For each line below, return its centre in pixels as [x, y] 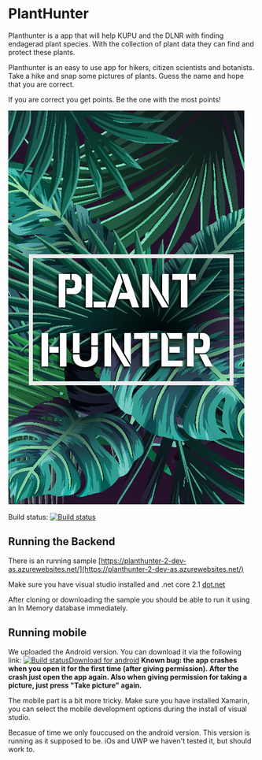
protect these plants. [42, 52]
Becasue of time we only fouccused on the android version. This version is [129, 732]
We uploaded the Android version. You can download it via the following [125, 651]
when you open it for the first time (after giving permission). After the [124, 668]
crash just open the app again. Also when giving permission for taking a [128, 677]
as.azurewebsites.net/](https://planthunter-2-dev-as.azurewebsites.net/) [126, 569]
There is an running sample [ [55, 561]
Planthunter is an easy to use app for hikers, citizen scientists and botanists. [131, 67]
